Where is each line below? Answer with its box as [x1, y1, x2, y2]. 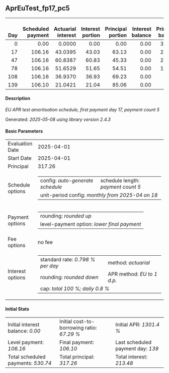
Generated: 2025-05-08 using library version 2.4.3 [5, 116, 111, 123]
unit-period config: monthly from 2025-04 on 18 [40, 192, 158, 199]
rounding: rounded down [40, 274, 99, 281]
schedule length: [100, 177, 140, 184]
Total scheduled [8, 353, 46, 360]
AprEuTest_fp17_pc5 [5, 4, 70, 13]
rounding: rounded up [40, 212, 92, 219]
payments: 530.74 [8, 360, 52, 367]
